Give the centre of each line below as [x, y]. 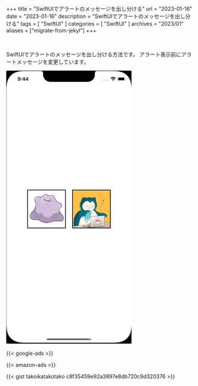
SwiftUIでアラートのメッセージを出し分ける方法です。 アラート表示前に [94, 54]
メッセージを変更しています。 [53, 62]
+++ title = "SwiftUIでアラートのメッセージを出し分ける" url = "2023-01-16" [99, 9]
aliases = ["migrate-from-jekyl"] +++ [51, 31]
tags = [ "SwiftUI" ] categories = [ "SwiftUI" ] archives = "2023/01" [102, 24]
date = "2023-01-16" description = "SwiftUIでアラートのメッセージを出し [96, 16]
